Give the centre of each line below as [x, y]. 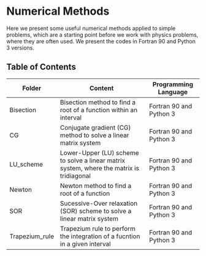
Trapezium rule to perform [98, 228]
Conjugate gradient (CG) [96, 127]
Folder [32, 88]
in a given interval [86, 244]
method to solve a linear [95, 135]
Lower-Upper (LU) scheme [100, 152]
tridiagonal [75, 176]
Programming [173, 84]
